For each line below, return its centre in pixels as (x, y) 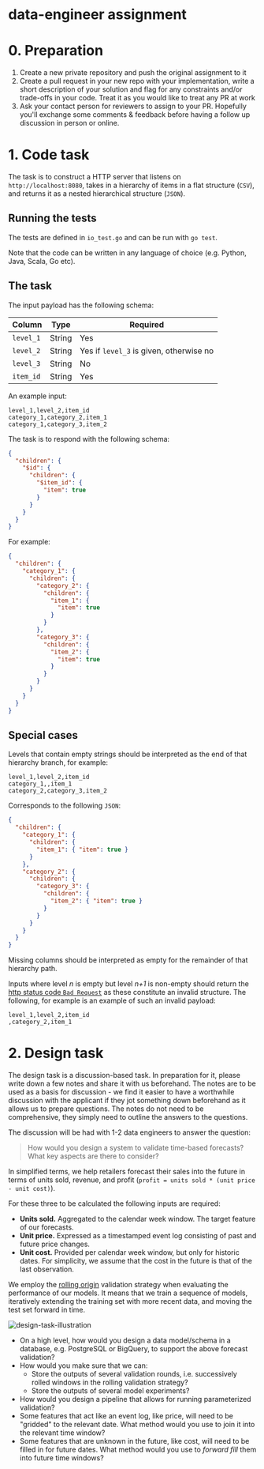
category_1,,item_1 (40, 784)
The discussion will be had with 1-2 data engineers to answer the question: (129, 1132)
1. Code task (49, 155)
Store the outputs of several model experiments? (110, 1391)
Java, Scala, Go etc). (42, 261)
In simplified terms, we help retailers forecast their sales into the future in (127, 1172)
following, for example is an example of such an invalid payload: (112, 1000)
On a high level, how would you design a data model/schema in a (125, 1340)
